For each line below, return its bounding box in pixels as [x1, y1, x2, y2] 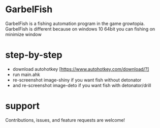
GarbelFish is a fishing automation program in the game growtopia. [5, 20, 145, 27]
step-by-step [5, 49, 62, 61]
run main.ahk [12, 71, 41, 78]
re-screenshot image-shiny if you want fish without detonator [12, 76, 142, 83]
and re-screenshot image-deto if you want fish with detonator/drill [12, 82, 151, 88]
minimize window [5, 31, 42, 37]
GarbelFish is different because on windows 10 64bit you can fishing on [5, 25, 155, 32]
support [5, 100, 40, 112]
